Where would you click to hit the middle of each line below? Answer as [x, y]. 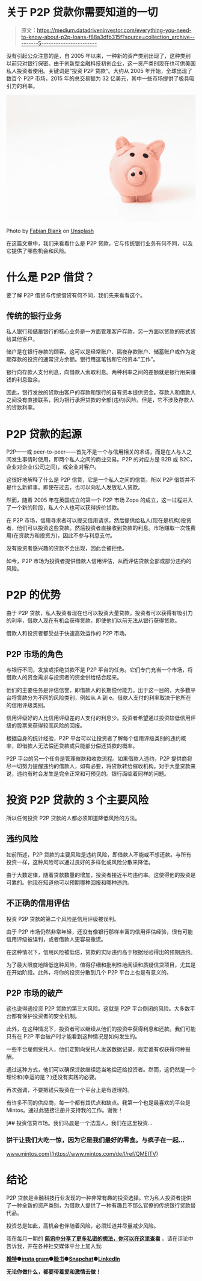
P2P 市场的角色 [35, 654]
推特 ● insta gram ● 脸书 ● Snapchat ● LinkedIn [63, 1259]
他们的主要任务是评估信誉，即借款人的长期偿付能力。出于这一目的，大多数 [98, 690]
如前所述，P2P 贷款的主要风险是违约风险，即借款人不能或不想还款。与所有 [99, 854]
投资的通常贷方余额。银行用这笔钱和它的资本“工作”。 [93, 360]
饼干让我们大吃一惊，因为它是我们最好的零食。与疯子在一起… [96, 1140]
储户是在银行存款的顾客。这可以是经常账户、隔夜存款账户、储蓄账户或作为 [98, 352]
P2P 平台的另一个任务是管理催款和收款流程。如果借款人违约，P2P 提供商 [97, 759]
